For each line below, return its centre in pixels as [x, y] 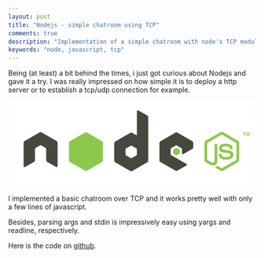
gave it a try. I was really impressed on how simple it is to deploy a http [123, 82]
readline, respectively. [44, 230]
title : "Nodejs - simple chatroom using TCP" [84, 25]
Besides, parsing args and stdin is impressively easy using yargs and [119, 222]
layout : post [29, 17]
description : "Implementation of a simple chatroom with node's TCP [123, 42]
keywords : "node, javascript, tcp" [66, 50]
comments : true [33, 33]
